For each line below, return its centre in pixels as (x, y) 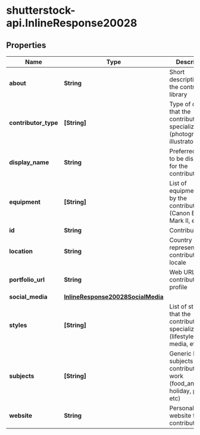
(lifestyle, (182, 336)
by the (178, 198)
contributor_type (34, 123)
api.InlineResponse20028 (72, 23)
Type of (180, 104)
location (21, 251)
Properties (26, 45)
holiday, (180, 391)
